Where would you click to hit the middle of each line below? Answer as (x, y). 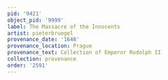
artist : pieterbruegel (40, 33)
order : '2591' (28, 65)
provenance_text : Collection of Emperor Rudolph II (84, 53)
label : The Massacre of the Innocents (64, 26)
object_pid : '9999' (36, 20)
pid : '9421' (24, 14)
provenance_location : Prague (50, 46)
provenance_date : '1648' (43, 40)
